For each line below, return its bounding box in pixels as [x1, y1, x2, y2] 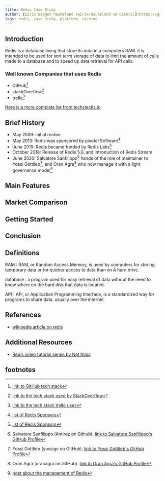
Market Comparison [5, 198, 68, 207]
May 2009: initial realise [12, 132, 61, 138]
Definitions [5, 249, 40, 257]
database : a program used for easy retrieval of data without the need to [5, 276, 151, 282]
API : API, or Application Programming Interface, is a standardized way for [5, 291, 155, 297]
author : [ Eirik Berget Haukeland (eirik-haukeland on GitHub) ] [5, 12, 137, 17]
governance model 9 [12, 166, 53, 173]
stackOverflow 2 [12, 88, 44, 94]
